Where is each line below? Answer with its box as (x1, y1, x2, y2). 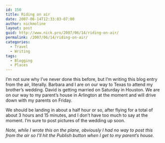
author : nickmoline (5, 21, 46, 26)
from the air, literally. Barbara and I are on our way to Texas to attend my (5, 81, 153, 87)
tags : (5, 53, 17, 59)
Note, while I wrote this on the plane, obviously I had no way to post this (5, 127, 153, 133)
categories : (5, 40, 30, 45)
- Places (10, 63, 28, 68)
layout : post (5, 26, 33, 31)
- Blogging (10, 58, 33, 63)
